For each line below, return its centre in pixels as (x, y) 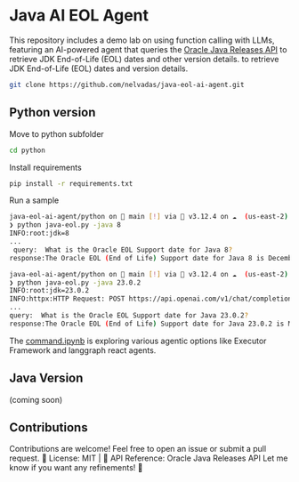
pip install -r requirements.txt (71, 183)
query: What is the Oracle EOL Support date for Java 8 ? (123, 250)
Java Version (46, 378)
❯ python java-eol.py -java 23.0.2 (75, 282)
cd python (28, 150)
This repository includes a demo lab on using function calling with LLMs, (142, 40)
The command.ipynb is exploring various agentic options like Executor (138, 341)
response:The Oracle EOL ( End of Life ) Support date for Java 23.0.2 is (147, 324)
